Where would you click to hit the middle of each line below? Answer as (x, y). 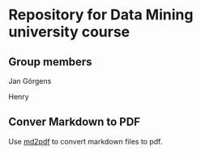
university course (69, 32)
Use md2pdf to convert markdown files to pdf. (86, 141)
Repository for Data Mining (101, 15)
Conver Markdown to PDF (74, 122)
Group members (50, 62)
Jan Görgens (30, 81)
